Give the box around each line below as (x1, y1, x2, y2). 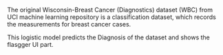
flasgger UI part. (7, 41, 54, 48)
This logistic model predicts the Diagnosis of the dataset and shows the (7, 33, 210, 41)
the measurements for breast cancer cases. (7, 20, 131, 28)
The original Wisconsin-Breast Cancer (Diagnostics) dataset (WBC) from (7, 6, 213, 14)
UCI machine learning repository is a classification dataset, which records (7, 13, 217, 21)
